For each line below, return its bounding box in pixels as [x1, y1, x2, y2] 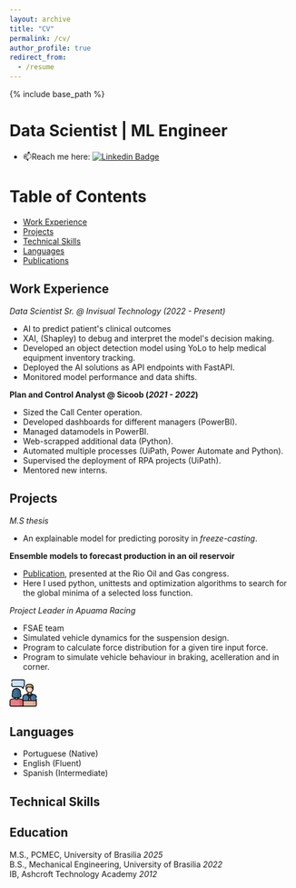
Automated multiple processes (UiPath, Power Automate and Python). [22, 445, 284, 456]
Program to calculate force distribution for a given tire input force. [22, 642, 269, 653]
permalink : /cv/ [9, 34, 71, 43]
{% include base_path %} [9, 89, 105, 99]
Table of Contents [9, 186, 147, 207]
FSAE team [22, 623, 64, 634]
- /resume [17, 63, 54, 72]
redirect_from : [9, 53, 67, 63]
